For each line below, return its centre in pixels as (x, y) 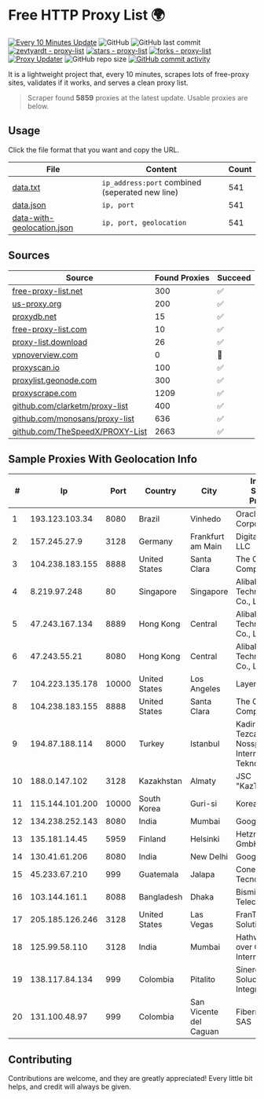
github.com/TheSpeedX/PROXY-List (80, 431)
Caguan (205, 1031)
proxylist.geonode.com (55, 380)
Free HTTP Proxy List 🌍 (87, 15)
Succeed (234, 277)
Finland (152, 839)
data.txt (26, 187)
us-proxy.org (37, 303)
